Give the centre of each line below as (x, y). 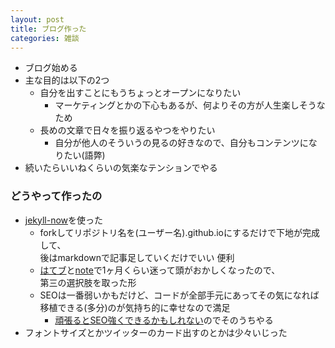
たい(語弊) (84, 155)
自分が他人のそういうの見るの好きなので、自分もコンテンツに (181, 143)
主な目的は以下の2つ (67, 80)
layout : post (37, 19)
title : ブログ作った (48, 29)
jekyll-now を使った (64, 220)
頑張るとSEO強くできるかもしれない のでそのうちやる (164, 320)
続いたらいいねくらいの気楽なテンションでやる (121, 168)
